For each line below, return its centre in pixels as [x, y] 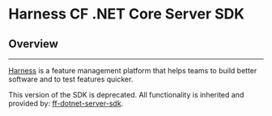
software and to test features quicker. [71, 79]
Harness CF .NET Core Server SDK [127, 14]
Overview [34, 44]
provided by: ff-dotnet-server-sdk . [66, 103]
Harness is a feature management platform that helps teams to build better [133, 70]
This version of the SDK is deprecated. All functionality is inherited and [126, 95]
